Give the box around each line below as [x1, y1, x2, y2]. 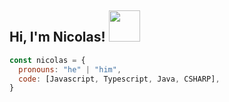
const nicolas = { [9, 55, 86, 65]
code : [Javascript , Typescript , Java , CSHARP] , [18, 74, 221, 84]
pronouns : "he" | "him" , [18, 64, 122, 75]
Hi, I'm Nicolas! [9, 29, 106, 46]
